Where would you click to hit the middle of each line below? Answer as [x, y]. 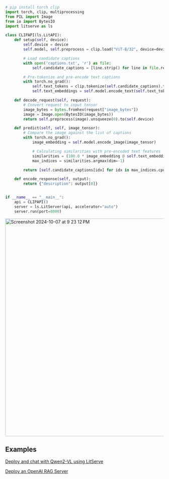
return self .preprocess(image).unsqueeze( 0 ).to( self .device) [89, 119]
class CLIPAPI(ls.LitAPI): [33, 35]
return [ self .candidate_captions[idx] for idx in [76, 170]
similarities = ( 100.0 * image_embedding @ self [84, 156]
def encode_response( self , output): [53, 179]
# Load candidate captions [52, 58]
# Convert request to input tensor [61, 105]
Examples [21, 449]
